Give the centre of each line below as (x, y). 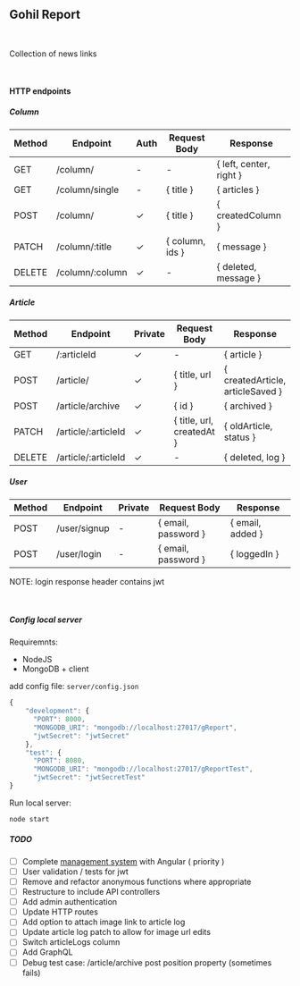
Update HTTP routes (60, 912)
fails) (31, 973)
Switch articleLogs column (71, 942)
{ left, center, (243, 164)
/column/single (88, 190)
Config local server (46, 619)
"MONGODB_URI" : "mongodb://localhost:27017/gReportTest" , (143, 769)
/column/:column (92, 273)
